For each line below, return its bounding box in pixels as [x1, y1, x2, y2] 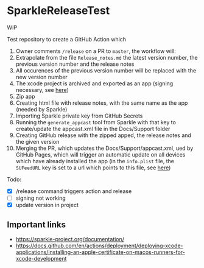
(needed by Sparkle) [15, 105, 68, 113]
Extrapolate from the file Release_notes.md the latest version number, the [15, 54, 198, 61]
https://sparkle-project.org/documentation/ [15, 235, 124, 242]
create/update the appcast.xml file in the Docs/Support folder [15, 125, 171, 132]
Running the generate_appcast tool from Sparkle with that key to [15, 118, 176, 125]
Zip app [15, 93, 35, 100]
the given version [15, 138, 60, 145]
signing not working [15, 194, 66, 202]
